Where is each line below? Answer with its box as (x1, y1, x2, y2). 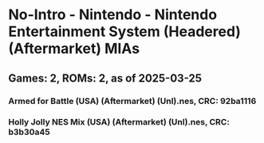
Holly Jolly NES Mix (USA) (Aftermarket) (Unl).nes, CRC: (8, 117, 230, 128)
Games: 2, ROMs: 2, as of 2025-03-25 (8, 71, 202, 85)
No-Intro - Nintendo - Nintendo (8, 6, 218, 24)
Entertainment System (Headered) (8, 22, 242, 41)
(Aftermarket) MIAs (8, 40, 140, 58)
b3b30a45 (8, 126, 50, 137)
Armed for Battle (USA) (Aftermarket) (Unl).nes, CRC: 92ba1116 (8, 95, 257, 106)
